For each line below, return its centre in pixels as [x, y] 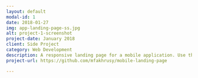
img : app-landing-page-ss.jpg [43, 28]
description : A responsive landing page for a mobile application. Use [96, 55]
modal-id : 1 [21, 17]
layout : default [26, 11]
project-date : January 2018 [41, 39]
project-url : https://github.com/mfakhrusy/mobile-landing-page [87, 60]
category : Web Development [39, 50]
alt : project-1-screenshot [39, 33]
